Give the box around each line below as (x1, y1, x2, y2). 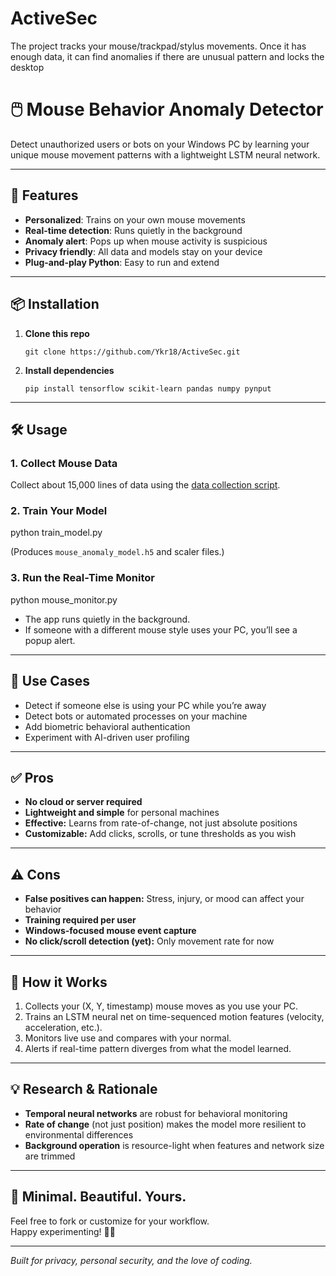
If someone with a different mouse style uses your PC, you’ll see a (24, 623, 298, 636)
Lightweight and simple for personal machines (24, 807, 220, 819)
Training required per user (24, 914, 137, 926)
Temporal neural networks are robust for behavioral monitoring (24, 1107, 288, 1119)
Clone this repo (24, 327, 90, 339)
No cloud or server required (24, 796, 143, 808)
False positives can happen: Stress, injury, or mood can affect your (24, 893, 305, 905)
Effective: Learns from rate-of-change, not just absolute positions (24, 817, 298, 829)
